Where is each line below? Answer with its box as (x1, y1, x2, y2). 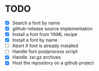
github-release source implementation (12, 26, 93, 31)
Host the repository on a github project (12, 60, 94, 66)
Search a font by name (12, 20, 60, 26)
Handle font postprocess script (12, 49, 78, 55)
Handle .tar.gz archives (12, 54, 61, 60)
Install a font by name (12, 37, 58, 43)
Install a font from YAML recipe (12, 31, 78, 38)
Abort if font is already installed (12, 43, 79, 49)
